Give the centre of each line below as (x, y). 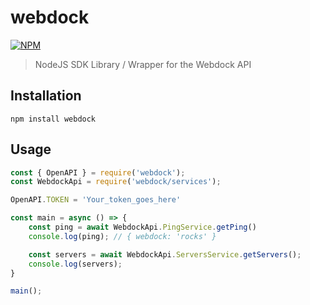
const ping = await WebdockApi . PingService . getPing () (142, 227)
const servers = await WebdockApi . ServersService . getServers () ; (165, 254)
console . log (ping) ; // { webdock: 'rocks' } (122, 236)
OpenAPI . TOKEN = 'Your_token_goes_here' (96, 200)
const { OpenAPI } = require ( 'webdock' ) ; (98, 172)
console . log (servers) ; (75, 264)
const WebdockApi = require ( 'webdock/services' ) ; (116, 182)
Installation (46, 96)
